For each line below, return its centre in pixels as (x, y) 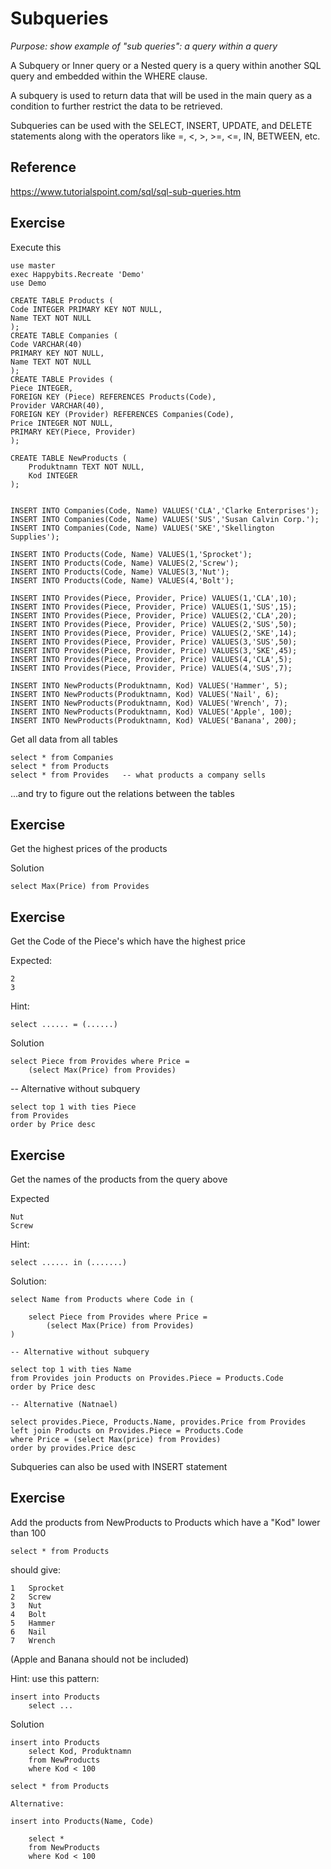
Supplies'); (35, 537)
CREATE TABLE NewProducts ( (69, 458)
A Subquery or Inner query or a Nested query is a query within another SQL (166, 65)
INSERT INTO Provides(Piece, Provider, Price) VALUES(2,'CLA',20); (154, 615)
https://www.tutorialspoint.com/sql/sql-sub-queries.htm (126, 191)
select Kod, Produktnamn (80, 1751)
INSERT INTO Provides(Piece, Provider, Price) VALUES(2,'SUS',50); (154, 624)
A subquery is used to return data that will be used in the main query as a (161, 95)
